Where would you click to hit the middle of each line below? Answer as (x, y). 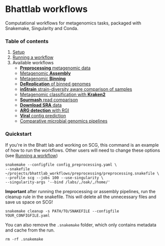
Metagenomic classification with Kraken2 (63, 95)
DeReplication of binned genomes (55, 84)
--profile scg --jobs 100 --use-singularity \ (54, 178)
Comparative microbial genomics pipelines (64, 121)
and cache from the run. (30, 230)
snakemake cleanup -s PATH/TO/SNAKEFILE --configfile (62, 211)
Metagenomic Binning (43, 79)
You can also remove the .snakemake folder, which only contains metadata (81, 225)
